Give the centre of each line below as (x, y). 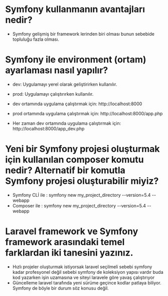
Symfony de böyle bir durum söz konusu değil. (60, 288)
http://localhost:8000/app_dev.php (48, 128)
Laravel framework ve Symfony (72, 231)
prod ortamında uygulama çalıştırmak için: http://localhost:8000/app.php (88, 113)
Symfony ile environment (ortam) (76, 60)
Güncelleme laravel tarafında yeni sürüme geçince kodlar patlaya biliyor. (87, 282)
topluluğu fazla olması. (36, 39)
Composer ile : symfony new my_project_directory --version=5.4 (79, 205)
